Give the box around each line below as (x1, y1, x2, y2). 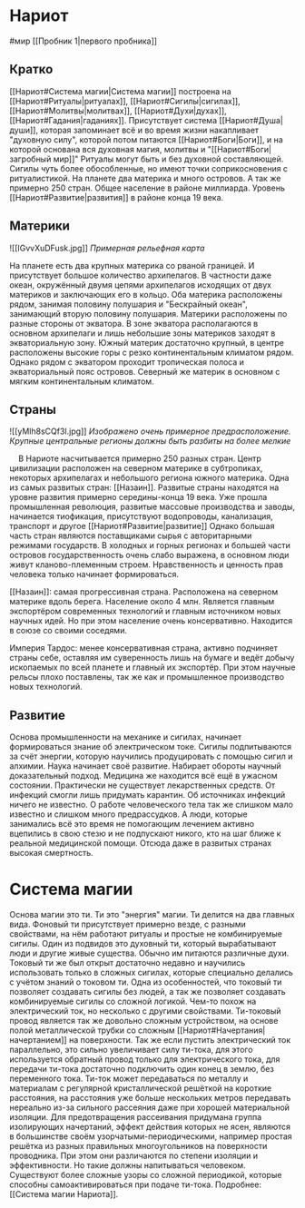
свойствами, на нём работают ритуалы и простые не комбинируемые (9, 928, 283, 939)
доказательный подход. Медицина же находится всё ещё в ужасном (9, 771, 279, 781)
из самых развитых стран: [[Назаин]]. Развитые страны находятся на (9, 482, 280, 493)
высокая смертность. (9, 848, 93, 859)
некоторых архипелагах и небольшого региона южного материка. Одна (9, 473, 290, 484)
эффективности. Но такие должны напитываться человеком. (9, 1160, 247, 1171)
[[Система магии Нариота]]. (9, 1189, 119, 1200)
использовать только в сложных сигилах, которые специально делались (9, 967, 293, 978)
